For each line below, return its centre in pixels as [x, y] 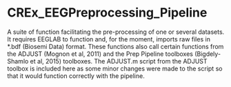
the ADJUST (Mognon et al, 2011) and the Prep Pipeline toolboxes [100, 54]
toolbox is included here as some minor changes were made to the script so [115, 68]
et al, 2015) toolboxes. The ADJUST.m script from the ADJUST [119, 61]
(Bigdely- [208, 54]
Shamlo [18, 61]
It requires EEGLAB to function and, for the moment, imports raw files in [109, 39]
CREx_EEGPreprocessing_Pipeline [107, 13]
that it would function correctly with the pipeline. [76, 76]
